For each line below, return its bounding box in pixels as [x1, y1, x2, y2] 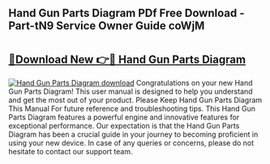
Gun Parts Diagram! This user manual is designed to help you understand [8, 86, 253, 96]
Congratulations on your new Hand [136, 78, 253, 87]
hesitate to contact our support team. [8, 147, 133, 156]
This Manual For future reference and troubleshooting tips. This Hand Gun [8, 104, 256, 113]
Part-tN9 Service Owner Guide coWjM [8, 19, 205, 33]
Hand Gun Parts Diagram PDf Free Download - [8, 6, 245, 20]
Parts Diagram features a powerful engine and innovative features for [8, 112, 240, 122]
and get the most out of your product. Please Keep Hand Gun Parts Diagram [8, 95, 263, 104]
